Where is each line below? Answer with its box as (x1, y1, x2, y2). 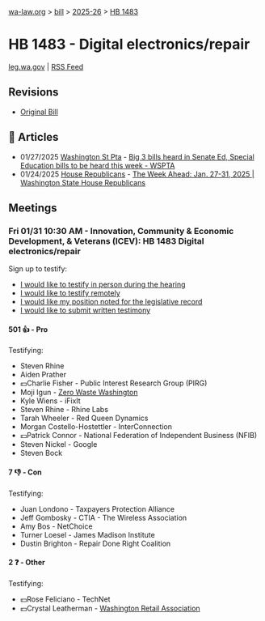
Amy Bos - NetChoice (19, 521, 93, 531)
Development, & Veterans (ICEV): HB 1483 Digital (8, 235, 204, 246)
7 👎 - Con (8, 467, 42, 477)
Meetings (8, 201, 58, 215)
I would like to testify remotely (19, 288, 121, 298)
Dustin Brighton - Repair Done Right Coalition (19, 538, 171, 548)
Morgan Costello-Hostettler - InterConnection (19, 422, 172, 432)
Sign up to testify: (8, 264, 67, 274)
